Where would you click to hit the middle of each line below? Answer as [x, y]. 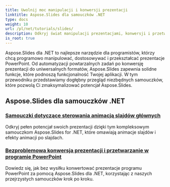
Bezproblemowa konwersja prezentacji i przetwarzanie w [77, 150]
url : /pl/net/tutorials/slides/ [39, 29]
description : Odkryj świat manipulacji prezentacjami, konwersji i [78, 34]
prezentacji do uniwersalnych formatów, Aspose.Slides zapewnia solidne [81, 69]
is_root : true [20, 39]
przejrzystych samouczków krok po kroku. [50, 179]
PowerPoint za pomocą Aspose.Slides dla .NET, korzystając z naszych [79, 173]
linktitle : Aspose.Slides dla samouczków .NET [55, 15]
